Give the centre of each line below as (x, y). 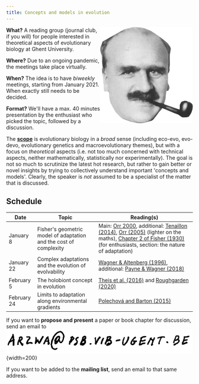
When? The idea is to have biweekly (51, 78)
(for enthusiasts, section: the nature (142, 245)
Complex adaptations (63, 259)
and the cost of (55, 241)
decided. (17, 97)
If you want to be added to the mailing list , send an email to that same (92, 369)
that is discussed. (28, 183)
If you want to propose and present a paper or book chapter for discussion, (99, 320)
